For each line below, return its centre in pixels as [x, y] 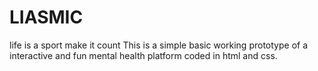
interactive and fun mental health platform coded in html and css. [143, 55]
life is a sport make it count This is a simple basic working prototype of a [159, 45]
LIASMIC [46, 17]
